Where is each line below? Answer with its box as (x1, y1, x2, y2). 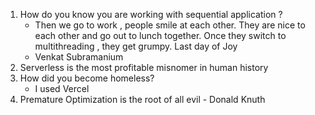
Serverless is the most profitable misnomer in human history (19, 62, 269, 73)
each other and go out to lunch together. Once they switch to (34, 30, 287, 41)
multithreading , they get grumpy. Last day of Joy (34, 40, 238, 52)
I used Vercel (34, 83, 90, 94)
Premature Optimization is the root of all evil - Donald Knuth (19, 94, 266, 105)
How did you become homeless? (19, 72, 155, 84)
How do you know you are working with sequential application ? (19, 9, 283, 20)
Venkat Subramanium (34, 51, 124, 63)
